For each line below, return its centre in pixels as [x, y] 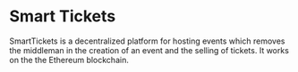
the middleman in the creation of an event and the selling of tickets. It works [149, 50]
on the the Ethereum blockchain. [69, 60]
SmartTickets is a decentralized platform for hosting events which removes [147, 41]
